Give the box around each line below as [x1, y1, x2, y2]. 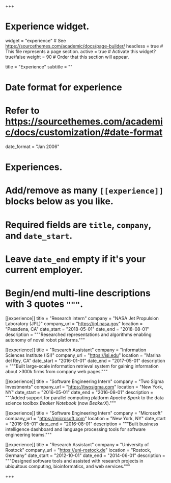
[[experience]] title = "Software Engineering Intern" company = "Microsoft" [5, 409, 163, 416]
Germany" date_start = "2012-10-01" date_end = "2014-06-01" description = [5, 452, 165, 458]
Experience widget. [5, 21, 90, 32]
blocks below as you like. [5, 196, 113, 207]
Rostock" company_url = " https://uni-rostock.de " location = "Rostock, [5, 447, 152, 453]
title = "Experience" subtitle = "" [5, 63, 73, 69]
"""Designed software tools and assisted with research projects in [5, 457, 144, 464]
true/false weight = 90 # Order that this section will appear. [5, 54, 129, 60]
